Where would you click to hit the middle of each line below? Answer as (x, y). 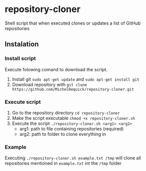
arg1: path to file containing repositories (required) (71, 128)
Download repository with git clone (50, 84)
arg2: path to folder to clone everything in (63, 134)
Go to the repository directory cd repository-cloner (66, 113)
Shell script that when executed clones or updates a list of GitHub (73, 23)
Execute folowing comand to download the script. (56, 69)
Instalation (22, 44)
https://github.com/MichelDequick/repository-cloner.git (73, 89)
